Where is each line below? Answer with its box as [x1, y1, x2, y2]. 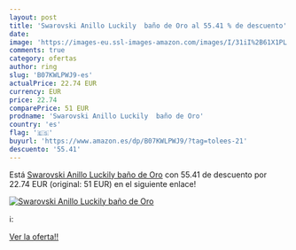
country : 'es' [9, 121, 62, 129]
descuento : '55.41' [9, 145, 82, 153]
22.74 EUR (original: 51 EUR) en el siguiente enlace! [9, 178, 197, 189]
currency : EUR [9, 87, 62, 96]
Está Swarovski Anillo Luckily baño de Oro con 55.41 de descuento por [9, 169, 268, 180]
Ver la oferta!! [9, 231, 59, 242]
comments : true [9, 46, 66, 55]
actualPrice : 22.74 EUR [9, 79, 97, 88]
